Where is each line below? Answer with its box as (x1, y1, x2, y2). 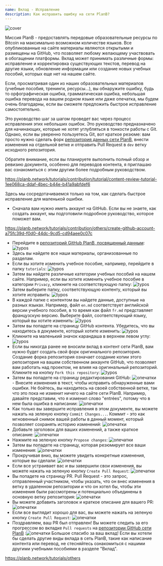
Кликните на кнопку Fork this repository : (12, 369, 100, 375)
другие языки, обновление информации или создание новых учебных (5, 65, 151, 71)
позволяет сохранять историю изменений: (12, 421, 101, 427)
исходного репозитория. (5, 147, 56, 153)
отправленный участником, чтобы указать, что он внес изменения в (12, 478, 155, 484)
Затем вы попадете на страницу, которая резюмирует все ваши (12, 442, 146, 448)
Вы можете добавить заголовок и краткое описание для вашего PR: (12, 499, 154, 505)
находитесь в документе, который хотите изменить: (12, 328, 121, 334)
